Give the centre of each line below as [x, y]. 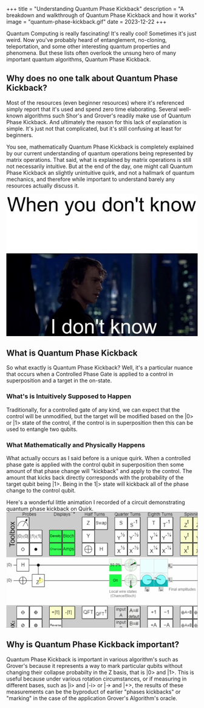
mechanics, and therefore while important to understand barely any [90, 179]
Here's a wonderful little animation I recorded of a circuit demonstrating [96, 502]
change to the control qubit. [41, 490]
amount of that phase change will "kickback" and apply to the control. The [99, 471]
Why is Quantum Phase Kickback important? [93, 645]
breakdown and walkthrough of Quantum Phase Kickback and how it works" [102, 15]
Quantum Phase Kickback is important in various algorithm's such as [92, 659]
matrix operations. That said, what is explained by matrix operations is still [99, 159]
